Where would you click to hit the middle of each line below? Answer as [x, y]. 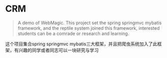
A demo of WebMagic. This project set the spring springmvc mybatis [90, 23]
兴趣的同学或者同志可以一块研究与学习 [59, 50]
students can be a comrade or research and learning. [73, 33]
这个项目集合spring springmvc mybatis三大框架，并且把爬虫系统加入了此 [81, 44]
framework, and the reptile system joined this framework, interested [89, 28]
